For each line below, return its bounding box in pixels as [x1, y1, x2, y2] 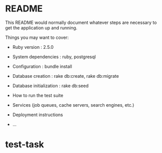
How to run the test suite [12, 92, 63, 98]
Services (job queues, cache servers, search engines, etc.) [12, 102, 134, 108]
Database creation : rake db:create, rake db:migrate [12, 73, 119, 79]
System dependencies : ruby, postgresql [12, 53, 96, 60]
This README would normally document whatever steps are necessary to [5, 19, 157, 25]
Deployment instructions [12, 112, 63, 118]
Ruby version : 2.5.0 [12, 44, 54, 50]
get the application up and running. [5, 24, 77, 30]
